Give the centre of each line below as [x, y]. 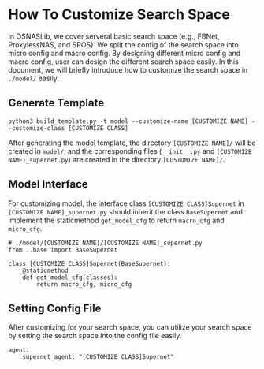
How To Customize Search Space [119, 15]
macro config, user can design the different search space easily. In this [123, 61]
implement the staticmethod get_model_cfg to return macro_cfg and [116, 220]
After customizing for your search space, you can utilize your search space [130, 327]
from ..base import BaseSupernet [63, 250]
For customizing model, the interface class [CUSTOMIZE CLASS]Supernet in [126, 203]
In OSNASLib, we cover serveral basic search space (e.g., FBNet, [114, 36]
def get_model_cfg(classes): [70, 278]
